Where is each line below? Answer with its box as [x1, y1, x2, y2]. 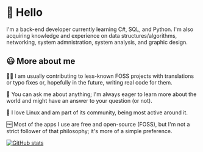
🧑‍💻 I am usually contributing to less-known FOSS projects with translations [6, 72, 194, 80]
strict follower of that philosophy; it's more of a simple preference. [6, 127, 173, 134]
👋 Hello [6, 5, 43, 19]
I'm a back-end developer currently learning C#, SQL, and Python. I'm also [6, 26, 194, 33]
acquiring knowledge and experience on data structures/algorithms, [6, 32, 177, 39]
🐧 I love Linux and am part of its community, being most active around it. [6, 109, 188, 116]
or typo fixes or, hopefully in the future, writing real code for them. [6, 78, 173, 86]
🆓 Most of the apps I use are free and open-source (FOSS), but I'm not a [6, 120, 190, 128]
